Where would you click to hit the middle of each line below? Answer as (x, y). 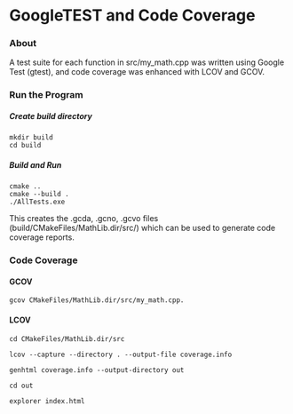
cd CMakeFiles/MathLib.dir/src (67, 338)
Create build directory (51, 116)
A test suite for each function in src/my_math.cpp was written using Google (147, 62)
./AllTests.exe (37, 202)
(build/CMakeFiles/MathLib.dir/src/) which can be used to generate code (143, 228)
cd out (21, 386)
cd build (25, 146)
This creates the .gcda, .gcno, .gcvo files (84, 219)
